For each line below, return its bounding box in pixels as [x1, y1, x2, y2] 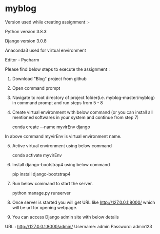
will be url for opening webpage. [12, 204, 78, 210]
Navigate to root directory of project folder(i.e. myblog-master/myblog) [12, 95, 155, 100]
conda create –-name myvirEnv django [12, 124, 90, 130]
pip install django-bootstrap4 [12, 171, 71, 177]
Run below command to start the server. [12, 180, 93, 186]
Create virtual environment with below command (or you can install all [12, 109, 153, 115]
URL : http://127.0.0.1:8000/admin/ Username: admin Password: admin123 [5, 223, 152, 229]
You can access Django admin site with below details [12, 214, 119, 220]
